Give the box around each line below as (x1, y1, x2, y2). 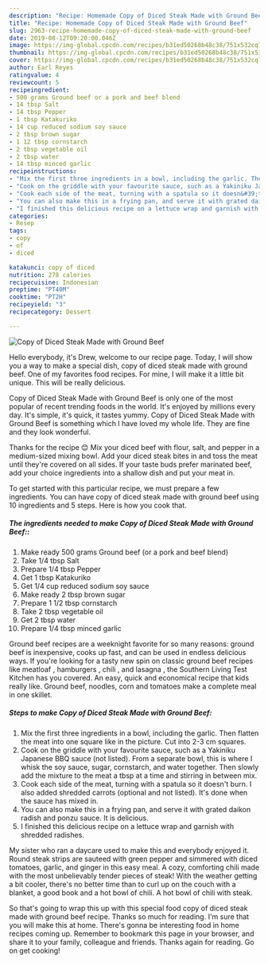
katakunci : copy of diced (9, 263, 95, 271)
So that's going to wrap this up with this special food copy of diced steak (9, 903, 248, 913)
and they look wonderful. (9, 427, 91, 436)
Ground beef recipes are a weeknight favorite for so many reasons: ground (9, 639, 254, 649)
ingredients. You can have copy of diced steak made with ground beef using (9, 491, 259, 501)
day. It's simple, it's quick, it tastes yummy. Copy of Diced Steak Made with (9, 410, 255, 420)
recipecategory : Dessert (9, 308, 91, 316)
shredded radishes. (20, 830, 84, 839)
